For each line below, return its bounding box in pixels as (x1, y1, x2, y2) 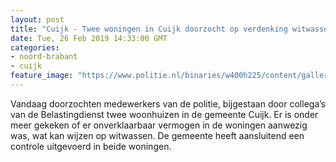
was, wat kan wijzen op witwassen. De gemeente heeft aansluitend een (10, 129, 305, 141)
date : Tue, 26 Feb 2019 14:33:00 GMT (10, 33, 168, 43)
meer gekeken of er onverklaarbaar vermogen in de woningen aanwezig (10, 119, 308, 131)
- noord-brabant (10, 52, 78, 62)
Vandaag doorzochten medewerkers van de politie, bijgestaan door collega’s (10, 97, 326, 110)
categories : (10, 42, 60, 53)
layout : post (10, 14, 65, 25)
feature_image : (10, 71, 74, 81)
